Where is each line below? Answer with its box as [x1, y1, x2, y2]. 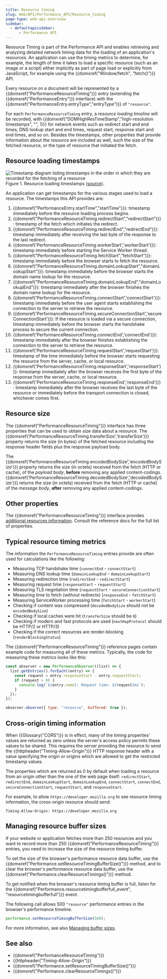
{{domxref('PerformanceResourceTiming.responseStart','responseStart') [12, 363, 162, 369]
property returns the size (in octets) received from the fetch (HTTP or [19, 464, 161, 470]
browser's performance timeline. [5, 906, 72, 912]
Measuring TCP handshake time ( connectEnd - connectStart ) [12, 566, 136, 572]
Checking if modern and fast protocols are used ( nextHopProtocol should [12, 618, 162, 624]
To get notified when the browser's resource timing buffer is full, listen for [5, 881, 156, 887]
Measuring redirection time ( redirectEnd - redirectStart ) [12, 576, 130, 582]
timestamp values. [5, 758, 43, 764]
